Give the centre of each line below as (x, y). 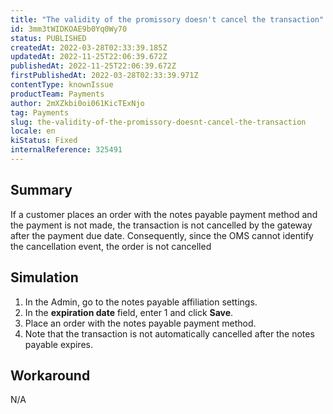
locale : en (33, 131)
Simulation (44, 277)
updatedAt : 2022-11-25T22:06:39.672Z (89, 57)
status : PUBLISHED (48, 38)
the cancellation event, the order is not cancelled (111, 246)
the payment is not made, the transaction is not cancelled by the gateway (161, 225)
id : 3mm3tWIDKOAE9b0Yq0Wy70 (69, 29)
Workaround (50, 375)
